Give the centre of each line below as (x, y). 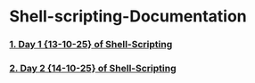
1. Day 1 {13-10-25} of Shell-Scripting (91, 45)
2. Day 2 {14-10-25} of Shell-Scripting (93, 69)
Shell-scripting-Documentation (128, 17)
